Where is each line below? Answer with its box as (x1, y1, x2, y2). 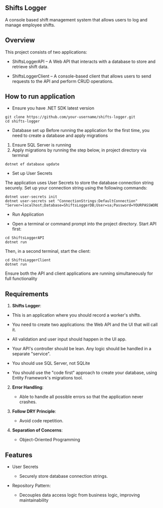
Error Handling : (12, 384, 44, 390)
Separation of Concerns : (12, 427, 63, 433)
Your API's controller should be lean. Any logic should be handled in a (12, 346, 152, 352)
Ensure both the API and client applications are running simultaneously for (5, 270, 153, 277)
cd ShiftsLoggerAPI (5, 236, 45, 241)
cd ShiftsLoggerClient (5, 258, 51, 263)
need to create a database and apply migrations (12, 132, 108, 138)
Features (5, 451, 33, 459)
